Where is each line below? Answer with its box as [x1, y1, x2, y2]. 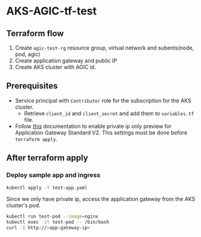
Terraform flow [6, 28, 65, 39]
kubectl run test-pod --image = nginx [6, 213, 98, 220]
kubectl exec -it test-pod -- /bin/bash [6, 219, 110, 226]
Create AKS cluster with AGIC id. [14, 63, 97, 71]
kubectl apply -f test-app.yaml [6, 185, 88, 191]
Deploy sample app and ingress [6, 171, 101, 179]
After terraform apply [6, 153, 89, 163]
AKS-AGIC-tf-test [6, 4, 97, 18]
